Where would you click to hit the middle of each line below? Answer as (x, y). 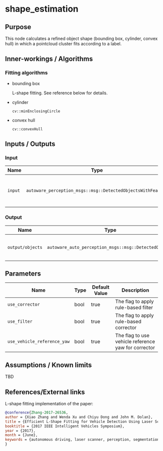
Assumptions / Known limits (49, 365)
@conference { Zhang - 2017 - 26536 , (37, 413)
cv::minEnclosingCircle (36, 111)
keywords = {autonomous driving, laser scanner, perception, (68, 440)
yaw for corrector (135, 347)
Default (101, 287)
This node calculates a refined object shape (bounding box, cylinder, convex (81, 38)
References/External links (45, 392)
